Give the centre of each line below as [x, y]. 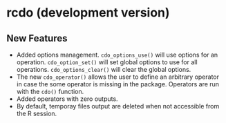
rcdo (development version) [88, 13]
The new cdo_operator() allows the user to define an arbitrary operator [117, 77]
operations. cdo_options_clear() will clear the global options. [104, 69]
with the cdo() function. [50, 92]
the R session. [37, 113]
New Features [37, 38]
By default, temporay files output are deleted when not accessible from [118, 106]
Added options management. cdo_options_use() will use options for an [117, 55]
